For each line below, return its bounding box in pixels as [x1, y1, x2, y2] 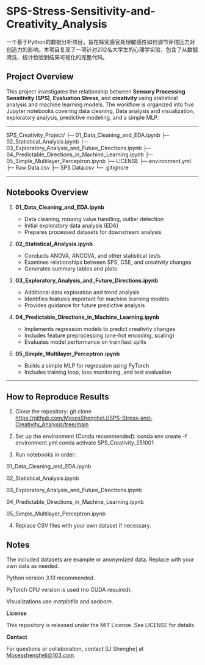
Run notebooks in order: [15, 451, 76, 459]
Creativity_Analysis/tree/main [15, 421, 89, 428]
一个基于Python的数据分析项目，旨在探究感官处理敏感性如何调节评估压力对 [6, 38, 195, 45]
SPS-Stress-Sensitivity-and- [6, 4, 156, 18]
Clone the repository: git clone [15, 408, 92, 415]
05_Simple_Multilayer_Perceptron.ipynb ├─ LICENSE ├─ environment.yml [6, 157, 191, 164]
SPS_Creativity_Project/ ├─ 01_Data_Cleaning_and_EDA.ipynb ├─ [6, 131, 170, 139]
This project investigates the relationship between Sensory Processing [6, 87, 185, 95]
